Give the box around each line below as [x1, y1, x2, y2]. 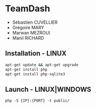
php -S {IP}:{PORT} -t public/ [5, 98, 70, 104]
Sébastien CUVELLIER [12, 19, 58, 25]
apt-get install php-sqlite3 [5, 72, 65, 76]
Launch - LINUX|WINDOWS [5, 85, 92, 94]
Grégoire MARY [12, 24, 45, 30]
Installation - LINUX [5, 49, 67, 58]
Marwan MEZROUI [12, 30, 50, 36]
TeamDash [5, 3, 50, 14]
